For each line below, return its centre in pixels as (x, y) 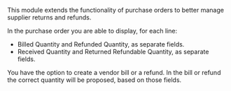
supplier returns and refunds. (49, 17)
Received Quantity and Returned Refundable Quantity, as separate (113, 52)
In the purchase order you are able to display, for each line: (92, 31)
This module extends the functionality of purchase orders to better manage (115, 10)
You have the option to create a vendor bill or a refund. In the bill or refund (114, 73)
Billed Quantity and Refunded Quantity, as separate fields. (101, 44)
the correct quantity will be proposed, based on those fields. (94, 80)
